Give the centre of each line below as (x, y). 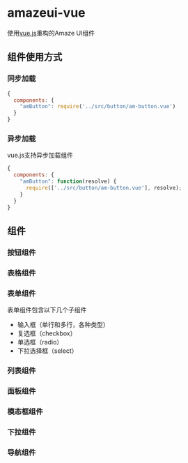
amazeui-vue (46, 13)
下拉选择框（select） (47, 351)
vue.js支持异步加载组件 (40, 155)
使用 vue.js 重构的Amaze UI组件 (51, 33)
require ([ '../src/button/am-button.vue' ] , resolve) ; (104, 188)
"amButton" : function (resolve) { (68, 182)
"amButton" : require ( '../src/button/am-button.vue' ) (98, 107)
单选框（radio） (40, 342)
